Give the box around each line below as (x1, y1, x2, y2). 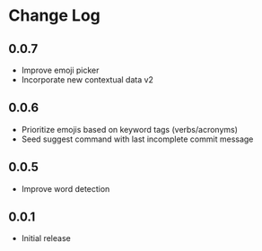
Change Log (8, 5, 100, 26)
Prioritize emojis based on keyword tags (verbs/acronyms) (21, 124, 239, 134)
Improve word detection (21, 183, 110, 194)
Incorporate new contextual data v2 (21, 74, 154, 85)
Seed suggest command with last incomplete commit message (21, 134, 254, 144)
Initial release (21, 233, 71, 244)
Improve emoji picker (21, 65, 100, 75)
